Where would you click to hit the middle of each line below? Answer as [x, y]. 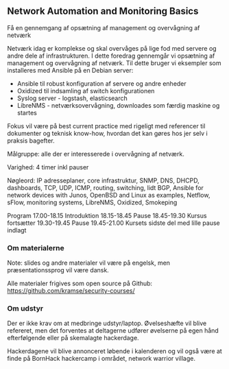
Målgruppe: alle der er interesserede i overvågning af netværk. [96, 154]
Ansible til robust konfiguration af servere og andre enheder [101, 83]
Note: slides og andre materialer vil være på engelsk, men [88, 263]
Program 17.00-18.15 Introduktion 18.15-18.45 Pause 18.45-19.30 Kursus [107, 215]
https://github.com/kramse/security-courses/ [71, 291]
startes [27, 112]
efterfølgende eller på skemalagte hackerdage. [73, 338]
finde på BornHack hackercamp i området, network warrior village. [101, 359]
